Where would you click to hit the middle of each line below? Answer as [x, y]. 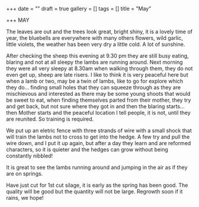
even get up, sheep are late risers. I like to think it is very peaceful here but [97, 75]
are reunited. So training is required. [50, 119]
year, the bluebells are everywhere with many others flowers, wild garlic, [95, 38]
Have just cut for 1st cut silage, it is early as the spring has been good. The [97, 185]
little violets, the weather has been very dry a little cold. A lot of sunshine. [96, 44]
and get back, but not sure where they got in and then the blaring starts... [95, 106]
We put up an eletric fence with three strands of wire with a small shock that [99, 131]
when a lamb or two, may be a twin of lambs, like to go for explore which [95, 81]
